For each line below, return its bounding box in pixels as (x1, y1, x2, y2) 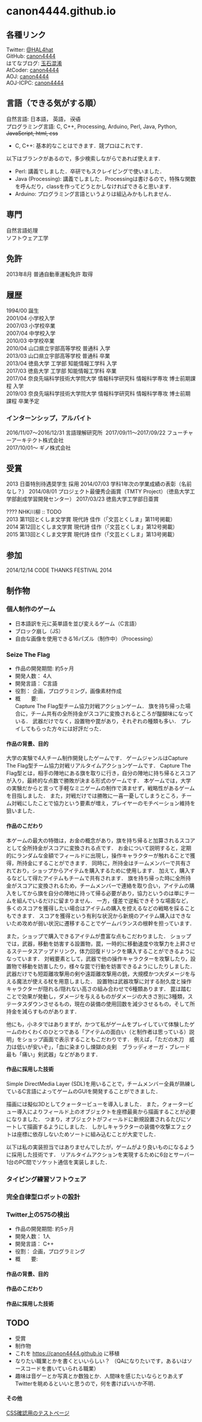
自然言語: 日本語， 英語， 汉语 (6, 115, 81, 122)
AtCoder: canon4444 (6, 66, 59, 74)
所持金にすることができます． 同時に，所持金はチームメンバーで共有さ (16, 859, 191, 866)
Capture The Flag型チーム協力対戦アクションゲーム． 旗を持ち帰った (14, 703, 186, 710)
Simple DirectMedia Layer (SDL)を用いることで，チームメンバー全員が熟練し (6, 1080, 195, 1087)
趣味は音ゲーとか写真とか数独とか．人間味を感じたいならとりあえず (14, 1372, 184, 1379)
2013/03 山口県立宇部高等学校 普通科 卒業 (6, 352, 111, 360)
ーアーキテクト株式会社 (6, 436, 64, 443)
